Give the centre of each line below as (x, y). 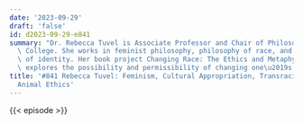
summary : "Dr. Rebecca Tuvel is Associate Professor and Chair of (137, 43)
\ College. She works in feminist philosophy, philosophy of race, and (155, 51)
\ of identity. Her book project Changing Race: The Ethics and (141, 59)
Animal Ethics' (46, 84)
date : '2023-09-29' (46, 18)
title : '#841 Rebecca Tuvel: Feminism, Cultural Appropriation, (133, 76)
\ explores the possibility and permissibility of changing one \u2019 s (155, 68)
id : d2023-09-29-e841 (50, 34)
